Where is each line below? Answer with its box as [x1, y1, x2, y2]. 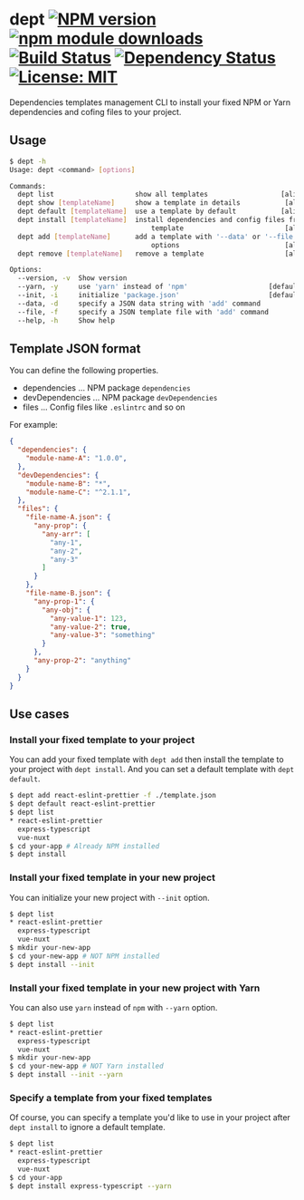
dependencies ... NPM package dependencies [22, 382, 192, 393]
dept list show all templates [17, 190, 208, 199]
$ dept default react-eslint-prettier [9, 799, 156, 808]
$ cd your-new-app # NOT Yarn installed [9, 1061, 165, 1071]
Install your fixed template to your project [9, 733, 195, 746]
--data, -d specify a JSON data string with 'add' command [17, 299, 261, 308]
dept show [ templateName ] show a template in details [17, 198, 242, 208]
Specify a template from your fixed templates [9, 1092, 213, 1105]
